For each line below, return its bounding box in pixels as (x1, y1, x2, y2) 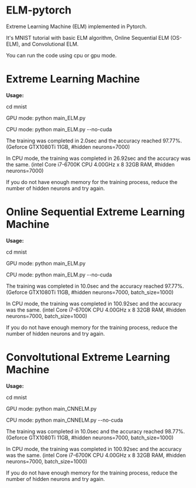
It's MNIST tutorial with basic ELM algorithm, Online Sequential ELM (6, 34, 170, 41)
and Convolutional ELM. (21, 40, 79, 47)
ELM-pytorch (6, 4, 72, 17)
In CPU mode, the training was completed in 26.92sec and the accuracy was (6, 155, 191, 162)
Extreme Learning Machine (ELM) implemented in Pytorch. (6, 23, 147, 30)
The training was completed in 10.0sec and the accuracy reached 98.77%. (6, 428, 185, 435)
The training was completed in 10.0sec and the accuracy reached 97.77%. (6, 282, 184, 289)
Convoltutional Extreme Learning (6, 351, 170, 364)
